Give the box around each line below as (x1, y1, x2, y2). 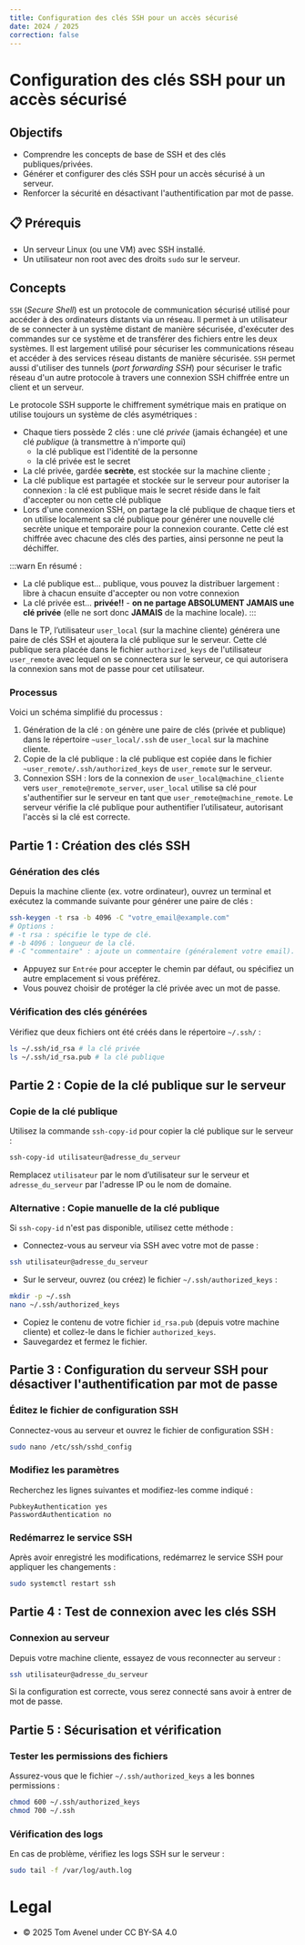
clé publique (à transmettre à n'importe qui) (22, 436, 187, 447)
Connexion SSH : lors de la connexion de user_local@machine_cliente (22, 773, 285, 784)
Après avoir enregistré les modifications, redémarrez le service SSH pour (9, 1552, 284, 1563)
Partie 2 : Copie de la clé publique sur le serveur (9, 1077, 287, 1093)
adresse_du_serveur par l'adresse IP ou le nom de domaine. (9, 1178, 232, 1189)
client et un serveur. (9, 382, 85, 392)
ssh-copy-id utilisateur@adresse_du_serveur (9, 1153, 181, 1162)
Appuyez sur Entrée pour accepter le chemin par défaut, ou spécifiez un (22, 963, 294, 974)
